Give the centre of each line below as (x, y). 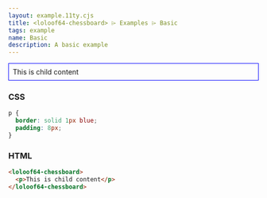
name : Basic (28, 38)
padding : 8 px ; (39, 128)
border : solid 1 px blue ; (56, 121)
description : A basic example (58, 45)
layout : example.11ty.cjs (51, 15)
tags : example (32, 30)
